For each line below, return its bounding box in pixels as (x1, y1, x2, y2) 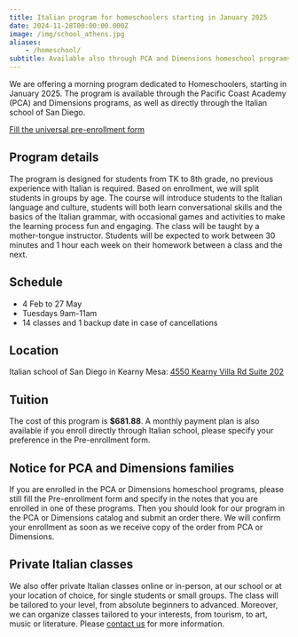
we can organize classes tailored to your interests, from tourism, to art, (9, 609, 268, 619)
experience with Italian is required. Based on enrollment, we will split (9, 183, 260, 194)
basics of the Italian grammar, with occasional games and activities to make (9, 211, 286, 222)
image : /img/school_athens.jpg (9, 29, 125, 38)
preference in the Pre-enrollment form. (9, 434, 151, 445)
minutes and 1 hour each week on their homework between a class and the (9, 239, 283, 250)
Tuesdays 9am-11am (21, 307, 98, 318)
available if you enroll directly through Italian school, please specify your (9, 426, 274, 436)
